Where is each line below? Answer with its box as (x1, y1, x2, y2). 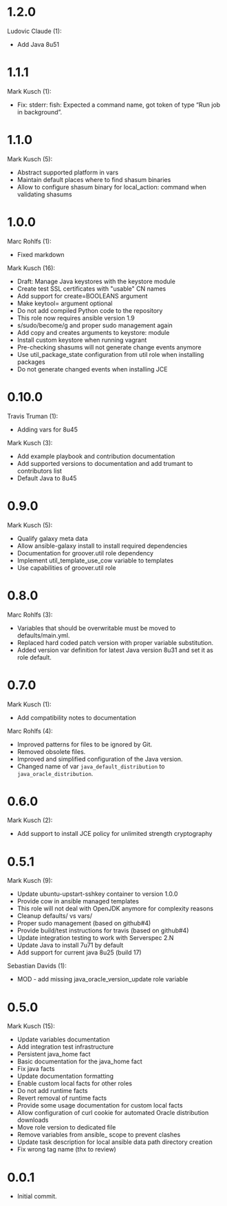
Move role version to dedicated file (17, 1123, 116, 1132)
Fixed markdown (17, 250, 65, 258)
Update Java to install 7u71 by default (17, 941, 124, 950)
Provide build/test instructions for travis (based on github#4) (17, 926, 189, 934)
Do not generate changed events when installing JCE (17, 365, 168, 373)
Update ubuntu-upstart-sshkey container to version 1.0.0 (17, 890, 178, 898)
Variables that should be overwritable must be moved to (17, 624, 176, 632)
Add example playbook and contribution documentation (17, 452, 175, 460)
